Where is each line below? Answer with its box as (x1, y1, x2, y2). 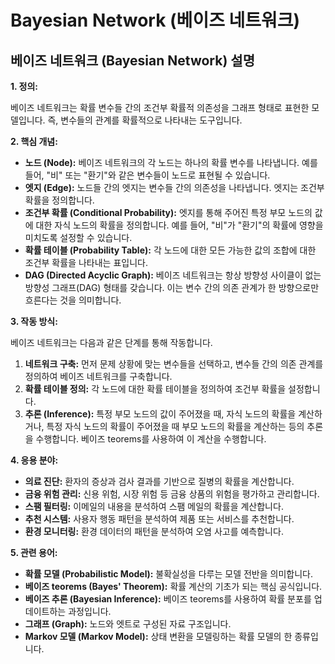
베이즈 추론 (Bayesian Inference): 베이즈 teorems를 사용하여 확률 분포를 (24, 593, 312, 605)
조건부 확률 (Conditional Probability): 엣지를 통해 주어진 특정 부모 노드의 (24, 207, 313, 218)
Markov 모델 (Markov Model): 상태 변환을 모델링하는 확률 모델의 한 (24, 631, 293, 642)
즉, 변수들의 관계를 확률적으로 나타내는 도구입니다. (47, 114, 243, 126)
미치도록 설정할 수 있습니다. (24, 232, 133, 243)
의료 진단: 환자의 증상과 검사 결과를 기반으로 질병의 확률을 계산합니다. (24, 476, 295, 487)
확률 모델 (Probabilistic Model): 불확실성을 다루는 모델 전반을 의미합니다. (24, 568, 313, 580)
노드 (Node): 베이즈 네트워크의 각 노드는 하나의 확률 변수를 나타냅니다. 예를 (24, 157, 318, 168)
